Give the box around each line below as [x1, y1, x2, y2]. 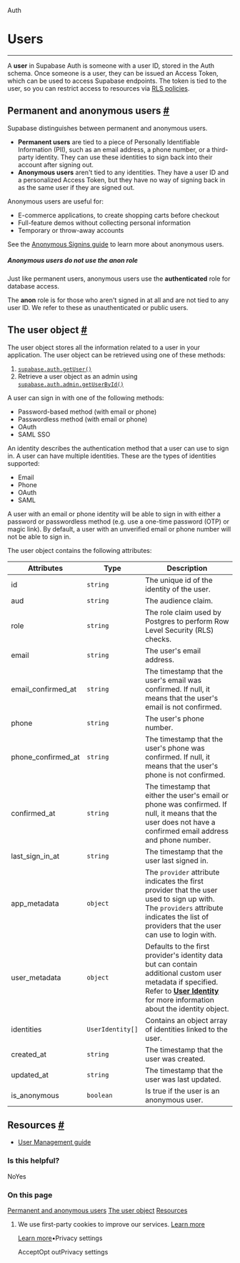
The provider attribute [145, 867, 220, 877]
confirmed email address [145, 826, 229, 836]
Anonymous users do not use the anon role [7, 256, 138, 265]
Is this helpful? [7, 1156, 60, 1166]
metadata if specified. [145, 977, 219, 987]
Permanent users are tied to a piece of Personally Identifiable [17, 137, 200, 146]
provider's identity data [145, 950, 224, 960]
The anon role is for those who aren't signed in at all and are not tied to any [7, 296, 229, 304]
